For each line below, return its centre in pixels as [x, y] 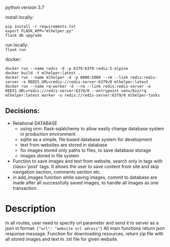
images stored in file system [50, 155]
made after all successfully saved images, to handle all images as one [86, 182]
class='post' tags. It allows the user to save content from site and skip [86, 166]
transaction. [25, 188]
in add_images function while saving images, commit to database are [85, 177]
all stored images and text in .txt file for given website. [62, 239]
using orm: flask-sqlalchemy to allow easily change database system [92, 128]
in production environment [48, 134]
